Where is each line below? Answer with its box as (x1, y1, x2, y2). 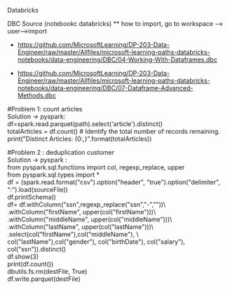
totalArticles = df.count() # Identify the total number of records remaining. (7, 127, 220, 135)
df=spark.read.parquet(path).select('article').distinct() (7, 120, 163, 128)
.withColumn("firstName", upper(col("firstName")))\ (7, 208, 156, 216)
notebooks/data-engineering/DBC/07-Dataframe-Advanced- (17, 84, 194, 92)
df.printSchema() (7, 193, 56, 201)
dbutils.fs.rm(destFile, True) (7, 268, 88, 275)
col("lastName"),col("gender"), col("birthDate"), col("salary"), (7, 237, 186, 246)
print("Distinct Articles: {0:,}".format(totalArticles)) (7, 134, 152, 143)
